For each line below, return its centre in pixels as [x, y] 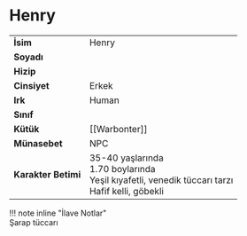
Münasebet [39, 143]
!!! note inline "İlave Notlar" [58, 213]
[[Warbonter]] [118, 129]
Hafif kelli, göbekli [126, 191]
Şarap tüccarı [34, 222]
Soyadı [29, 57]
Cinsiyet [32, 85]
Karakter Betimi [47, 174]
